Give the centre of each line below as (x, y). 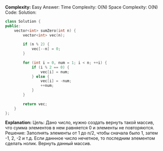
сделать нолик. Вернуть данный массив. (48, 144)
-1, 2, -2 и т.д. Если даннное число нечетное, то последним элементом (80, 138)
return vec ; (35, 104)
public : (13, 26)
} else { (41, 76)
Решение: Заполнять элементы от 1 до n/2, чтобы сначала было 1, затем (81, 133)
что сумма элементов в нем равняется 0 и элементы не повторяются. (80, 128)
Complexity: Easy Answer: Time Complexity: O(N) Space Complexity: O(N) (81, 7)
